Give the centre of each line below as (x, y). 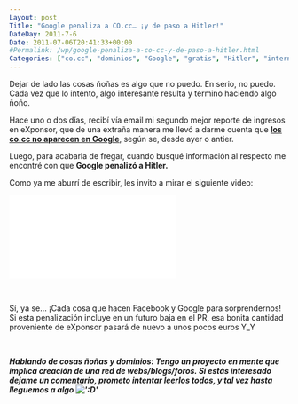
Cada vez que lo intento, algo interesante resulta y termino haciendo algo (143, 93)
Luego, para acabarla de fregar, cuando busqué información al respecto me (148, 156)
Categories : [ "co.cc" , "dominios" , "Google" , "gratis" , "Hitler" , (134, 59)
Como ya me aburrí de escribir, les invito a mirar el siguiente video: (131, 182)
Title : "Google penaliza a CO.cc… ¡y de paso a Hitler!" (117, 26)
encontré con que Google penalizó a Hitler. (89, 166)
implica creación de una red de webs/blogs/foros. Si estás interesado (141, 371)
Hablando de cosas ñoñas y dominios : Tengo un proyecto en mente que (145, 361)
